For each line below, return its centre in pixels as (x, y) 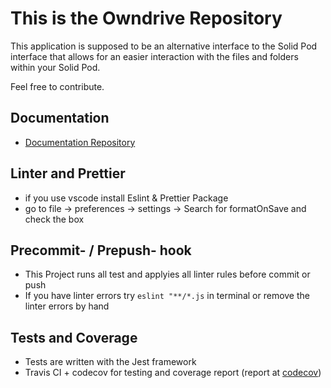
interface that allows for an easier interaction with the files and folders (154, 56)
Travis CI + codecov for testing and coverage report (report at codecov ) (173, 373)
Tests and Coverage (74, 337)
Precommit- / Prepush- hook (101, 250)
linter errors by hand (67, 306)
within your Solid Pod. (55, 67)
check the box (54, 219)
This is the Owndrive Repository (146, 18)
